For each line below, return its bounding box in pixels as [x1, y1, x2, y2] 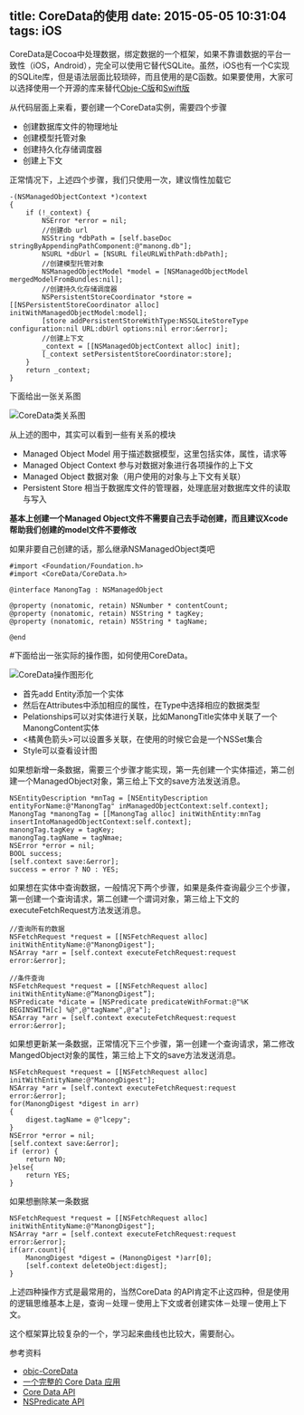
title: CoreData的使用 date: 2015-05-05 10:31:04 [9, 8, 287, 24]
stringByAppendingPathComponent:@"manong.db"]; [9, 241, 193, 251]
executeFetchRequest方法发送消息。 [9, 904, 147, 915]
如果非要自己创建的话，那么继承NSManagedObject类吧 [9, 543, 215, 554]
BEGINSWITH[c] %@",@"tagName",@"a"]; [9, 1005, 152, 1015]
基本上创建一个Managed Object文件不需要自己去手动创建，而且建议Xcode [9, 513, 289, 524]
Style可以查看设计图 [22, 745, 98, 756]
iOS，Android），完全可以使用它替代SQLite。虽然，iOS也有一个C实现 [33, 60, 290, 71]
